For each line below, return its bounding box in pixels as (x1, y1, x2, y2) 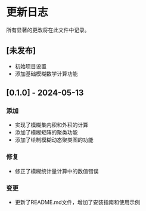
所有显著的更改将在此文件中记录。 (6, 26, 90, 33)
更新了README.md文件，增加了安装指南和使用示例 (14, 198, 140, 206)
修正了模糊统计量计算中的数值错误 (14, 167, 99, 175)
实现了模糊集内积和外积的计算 (14, 121, 88, 129)
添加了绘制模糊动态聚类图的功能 (14, 136, 94, 143)
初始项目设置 (14, 62, 46, 69)
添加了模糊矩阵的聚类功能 (14, 129, 78, 136)
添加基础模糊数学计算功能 (14, 70, 78, 77)
